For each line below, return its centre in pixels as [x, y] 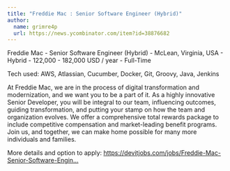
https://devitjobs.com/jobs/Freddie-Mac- [162, 153]
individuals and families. [42, 140]
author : [18, 20]
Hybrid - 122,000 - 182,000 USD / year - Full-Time [79, 61]
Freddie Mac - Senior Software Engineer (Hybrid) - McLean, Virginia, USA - [115, 53]
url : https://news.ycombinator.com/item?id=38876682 [92, 33]
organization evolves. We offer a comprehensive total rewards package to [113, 117]
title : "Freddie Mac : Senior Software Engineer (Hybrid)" [95, 14]
